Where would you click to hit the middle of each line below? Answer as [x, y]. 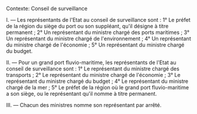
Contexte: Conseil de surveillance [47, 9]
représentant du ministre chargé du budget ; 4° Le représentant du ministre [97, 81]
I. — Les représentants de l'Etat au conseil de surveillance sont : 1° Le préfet [98, 20]
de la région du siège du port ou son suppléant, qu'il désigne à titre [87, 26]
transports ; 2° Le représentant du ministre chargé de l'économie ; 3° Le [93, 75]
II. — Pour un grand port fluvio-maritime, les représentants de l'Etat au [91, 62]
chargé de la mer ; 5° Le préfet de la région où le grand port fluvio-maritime [98, 87]
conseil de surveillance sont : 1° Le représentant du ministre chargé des [93, 69]
